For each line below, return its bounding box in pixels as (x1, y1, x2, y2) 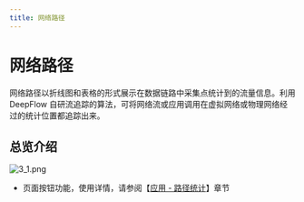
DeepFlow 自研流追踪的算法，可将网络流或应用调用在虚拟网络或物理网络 (9, 98, 280, 109)
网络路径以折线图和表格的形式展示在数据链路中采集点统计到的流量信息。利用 (9, 87, 296, 98)
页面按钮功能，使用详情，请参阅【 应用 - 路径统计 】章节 (22, 183, 230, 194)
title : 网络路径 (9, 13, 65, 23)
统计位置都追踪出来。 (25, 110, 105, 121)
